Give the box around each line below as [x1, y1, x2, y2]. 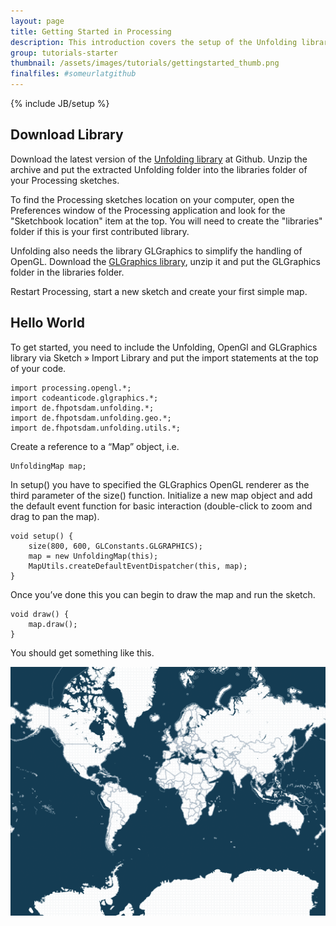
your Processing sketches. [10, 174, 120, 186]
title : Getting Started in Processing [10, 26, 172, 37]
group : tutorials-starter [10, 48, 118, 58]
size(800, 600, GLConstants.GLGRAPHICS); [28, 541, 203, 551]
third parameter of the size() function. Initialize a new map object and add [10, 489, 313, 501]
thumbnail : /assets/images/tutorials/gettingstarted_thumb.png [10, 58, 280, 69]
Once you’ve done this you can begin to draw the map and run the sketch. [10, 588, 316, 600]
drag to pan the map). [10, 510, 100, 522]
